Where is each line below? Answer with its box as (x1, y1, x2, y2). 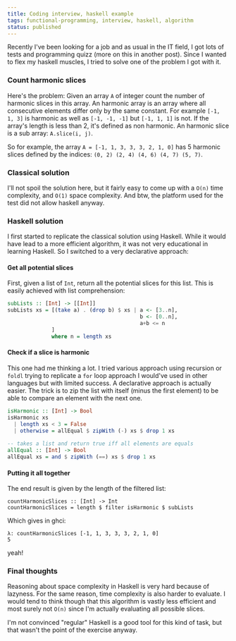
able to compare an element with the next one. (7, 393, 143, 402)
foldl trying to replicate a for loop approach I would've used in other (7, 371, 208, 379)
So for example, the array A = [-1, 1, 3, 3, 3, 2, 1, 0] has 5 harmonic (7, 142, 221, 151)
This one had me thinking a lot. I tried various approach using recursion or (7, 364, 222, 372)
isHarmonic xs (7, 414, 49, 421)
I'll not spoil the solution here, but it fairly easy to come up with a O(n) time (7, 183, 223, 192)
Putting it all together (7, 468, 70, 477)
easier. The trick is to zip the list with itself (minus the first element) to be (7, 386, 219, 395)
